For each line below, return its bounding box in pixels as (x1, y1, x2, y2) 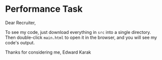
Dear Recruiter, (5, 20, 36, 26)
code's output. (5, 39, 35, 45)
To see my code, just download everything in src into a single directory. (5, 29, 151, 35)
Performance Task (5, 3, 83, 15)
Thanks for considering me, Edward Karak (5, 49, 91, 55)
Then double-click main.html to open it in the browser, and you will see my (5, 34, 157, 40)
